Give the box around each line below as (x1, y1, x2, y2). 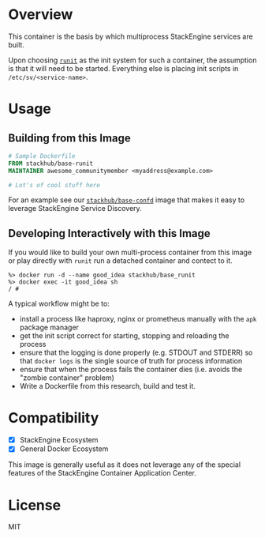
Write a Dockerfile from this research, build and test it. (19, 382, 196, 391)
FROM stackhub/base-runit (8, 160, 93, 167)
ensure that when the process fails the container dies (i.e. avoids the (19, 365, 243, 374)
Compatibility (8, 409, 99, 427)
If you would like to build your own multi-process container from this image (8, 247, 252, 258)
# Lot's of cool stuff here (8, 181, 101, 189)
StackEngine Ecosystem (19, 435, 99, 445)
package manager (19, 322, 79, 333)
